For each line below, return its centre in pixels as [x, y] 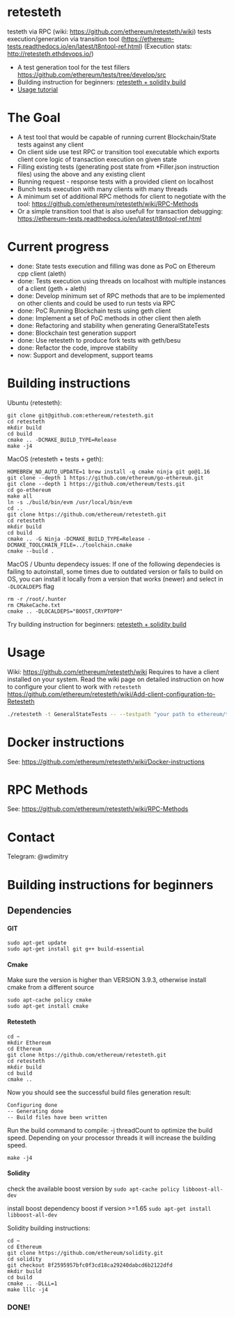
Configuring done [32, 1105]
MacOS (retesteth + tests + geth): [55, 459]
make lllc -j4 [28, 1289]
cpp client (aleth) [42, 274]
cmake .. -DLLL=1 [32, 1283]
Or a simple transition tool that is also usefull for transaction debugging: [120, 211]
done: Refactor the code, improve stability [77, 348]
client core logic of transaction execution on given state [97, 159]
